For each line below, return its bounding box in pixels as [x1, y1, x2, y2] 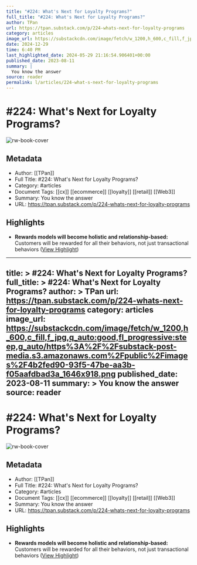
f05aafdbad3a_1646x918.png [6, 369, 116, 379]
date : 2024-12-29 [6, 42, 49, 48]
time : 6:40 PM [6, 47, 41, 53]
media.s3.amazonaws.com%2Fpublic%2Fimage [6, 351, 188, 361]
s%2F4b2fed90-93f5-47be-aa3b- [6, 359, 136, 370]
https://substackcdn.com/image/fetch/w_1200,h [6, 323, 189, 333]
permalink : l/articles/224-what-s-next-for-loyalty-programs [6, 80, 159, 86]
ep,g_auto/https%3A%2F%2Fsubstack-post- [6, 341, 177, 351]
